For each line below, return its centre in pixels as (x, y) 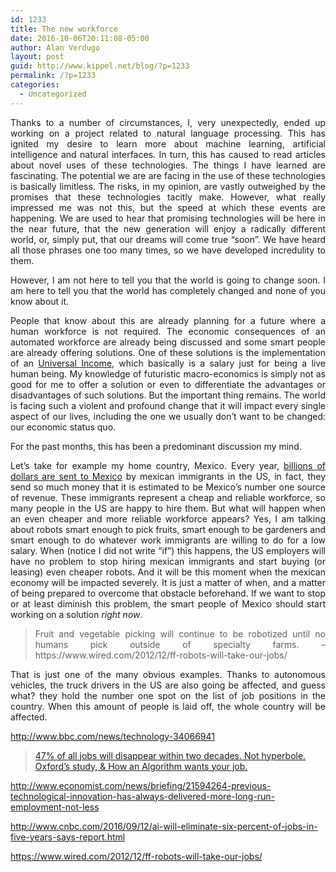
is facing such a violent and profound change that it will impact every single (168, 405)
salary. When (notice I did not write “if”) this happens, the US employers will (168, 550)
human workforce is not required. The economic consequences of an (168, 331)
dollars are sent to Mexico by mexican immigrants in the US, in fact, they (168, 476)
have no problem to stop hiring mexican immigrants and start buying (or (168, 561)
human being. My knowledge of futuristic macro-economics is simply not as (168, 373)
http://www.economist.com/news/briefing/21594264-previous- (141, 785)
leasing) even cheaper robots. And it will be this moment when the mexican (168, 572)
